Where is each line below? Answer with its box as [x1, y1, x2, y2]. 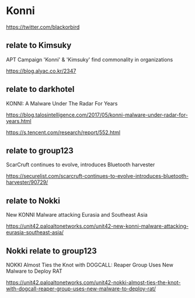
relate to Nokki [6, 196, 60, 205]
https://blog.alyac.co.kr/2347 [6, 67, 76, 74]
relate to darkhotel [6, 84, 75, 94]
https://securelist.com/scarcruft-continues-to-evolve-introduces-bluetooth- [6, 173, 189, 180]
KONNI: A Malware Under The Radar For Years [6, 100, 118, 107]
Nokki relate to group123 [6, 246, 97, 256]
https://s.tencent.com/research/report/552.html [6, 129, 121, 136]
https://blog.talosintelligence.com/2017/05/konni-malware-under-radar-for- [6, 111, 188, 118]
